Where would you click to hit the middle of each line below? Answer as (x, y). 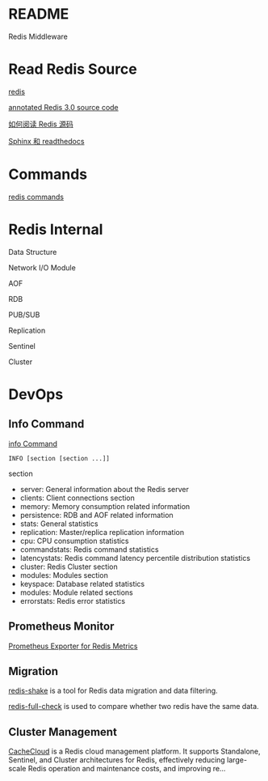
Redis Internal (56, 229)
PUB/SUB (24, 314)
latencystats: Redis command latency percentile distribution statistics (135, 558)
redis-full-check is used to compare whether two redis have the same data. (134, 707)
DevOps (36, 394)
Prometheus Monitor (61, 627)
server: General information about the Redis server (105, 489)
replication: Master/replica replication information (102, 532)
